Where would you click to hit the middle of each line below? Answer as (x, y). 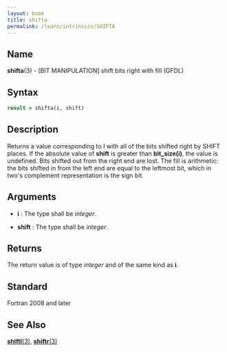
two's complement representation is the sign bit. (76, 175)
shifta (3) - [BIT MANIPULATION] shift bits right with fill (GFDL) (96, 71)
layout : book (26, 13)
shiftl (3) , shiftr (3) (32, 341)
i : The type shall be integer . (57, 213)
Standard (28, 286)
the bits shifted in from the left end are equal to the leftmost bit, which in (109, 168)
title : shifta (28, 20)
